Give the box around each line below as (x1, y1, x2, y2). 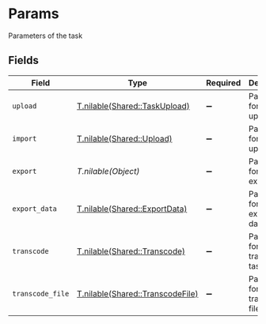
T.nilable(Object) (76, 165, 140, 176)
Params (8, 5, 59, 23)
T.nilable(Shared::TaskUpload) (76, 100, 190, 111)
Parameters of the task (8, 31, 83, 40)
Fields (8, 54, 40, 67)
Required (205, 77, 241, 88)
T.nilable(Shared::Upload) (76, 133, 173, 144)
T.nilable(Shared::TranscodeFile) (76, 288, 199, 299)
